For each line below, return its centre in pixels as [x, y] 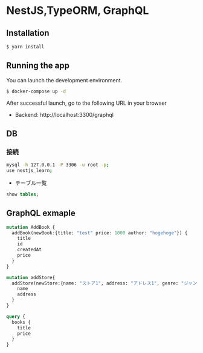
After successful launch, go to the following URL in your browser [87, 103]
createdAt [30, 250]
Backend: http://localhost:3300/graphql [64, 114]
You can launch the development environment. [64, 80]
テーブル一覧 [31, 183]
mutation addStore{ [31, 277]
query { [16, 316]
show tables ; [23, 194]
